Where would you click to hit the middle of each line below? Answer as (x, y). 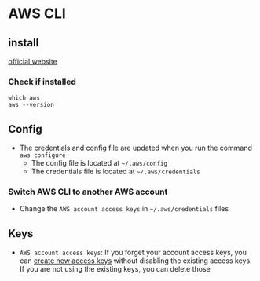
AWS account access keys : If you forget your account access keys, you (133, 253)
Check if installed (42, 82)
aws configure (42, 155)
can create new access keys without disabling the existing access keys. (136, 261)
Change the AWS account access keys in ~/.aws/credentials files (124, 209)
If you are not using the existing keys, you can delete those (115, 269)
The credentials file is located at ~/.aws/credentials (115, 172)
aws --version (31, 105)
